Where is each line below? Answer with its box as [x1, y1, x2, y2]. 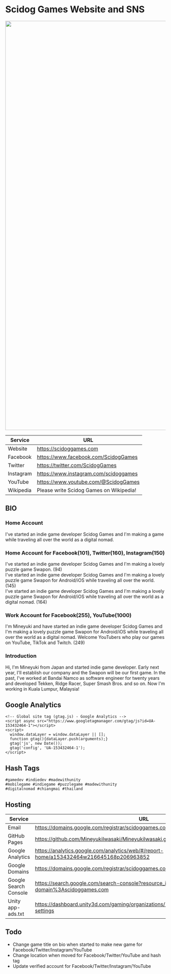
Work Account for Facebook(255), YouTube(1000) [5, 611, 132, 618]
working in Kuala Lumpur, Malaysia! [5, 685, 80, 692]
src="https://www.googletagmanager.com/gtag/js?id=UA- [37, 719, 156, 724]
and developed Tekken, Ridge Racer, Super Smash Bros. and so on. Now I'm [5, 680, 165, 687]
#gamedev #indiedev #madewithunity [5, 778, 81, 783]
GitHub [8, 832, 25, 839]
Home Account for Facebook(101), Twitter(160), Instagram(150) [5, 549, 165, 556]
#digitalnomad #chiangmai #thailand [5, 786, 83, 791]
